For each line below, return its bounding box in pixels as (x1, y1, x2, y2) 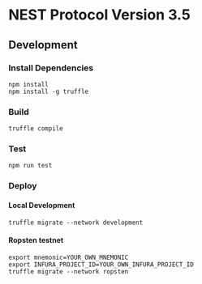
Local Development (8, 200, 75, 210)
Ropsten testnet (8, 235, 64, 245)
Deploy (8, 180, 37, 192)
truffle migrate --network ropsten (8, 267, 129, 276)
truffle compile (8, 125, 63, 133)
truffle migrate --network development (8, 218, 144, 227)
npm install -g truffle (8, 87, 89, 95)
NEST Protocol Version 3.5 (8, 6, 191, 24)
